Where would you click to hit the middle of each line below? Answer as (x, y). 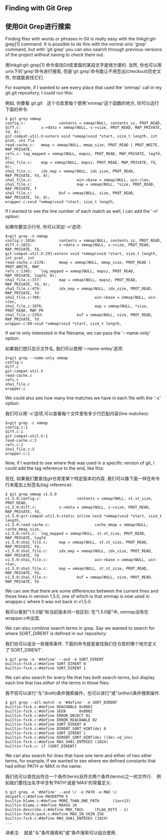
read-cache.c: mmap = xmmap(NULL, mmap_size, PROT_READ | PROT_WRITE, (82, 145)
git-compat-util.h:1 (27, 436)
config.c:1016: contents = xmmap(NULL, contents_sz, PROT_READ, (84, 241)
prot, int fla (20, 141)
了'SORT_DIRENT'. (24, 650)
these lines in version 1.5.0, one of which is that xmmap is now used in (77, 596)
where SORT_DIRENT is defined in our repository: (56, 634)
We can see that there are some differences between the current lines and (82, 591)
